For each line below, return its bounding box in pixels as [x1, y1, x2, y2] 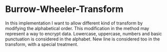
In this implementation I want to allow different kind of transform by [5, 20, 143, 26]
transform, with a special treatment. [5, 41, 79, 47]
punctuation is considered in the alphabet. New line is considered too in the [5, 36, 161, 42]
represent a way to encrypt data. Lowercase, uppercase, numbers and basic [5, 30, 162, 36]
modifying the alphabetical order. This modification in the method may [5, 25, 150, 31]
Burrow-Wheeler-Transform [5, 3, 124, 15]
